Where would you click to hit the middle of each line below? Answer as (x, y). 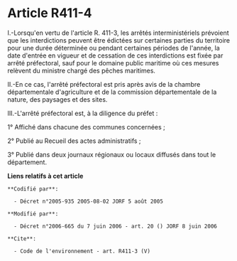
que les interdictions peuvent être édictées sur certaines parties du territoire (119, 40)
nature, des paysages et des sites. (57, 99)
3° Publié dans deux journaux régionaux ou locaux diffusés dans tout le (112, 154)
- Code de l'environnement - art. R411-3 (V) (82, 251)
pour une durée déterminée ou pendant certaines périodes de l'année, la (114, 48)
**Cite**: (22, 239)
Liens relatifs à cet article (45, 176)
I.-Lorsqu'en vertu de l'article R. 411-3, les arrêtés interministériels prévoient (118, 33)
